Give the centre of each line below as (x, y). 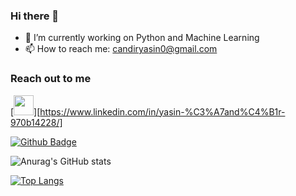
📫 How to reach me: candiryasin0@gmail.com (121, 49)
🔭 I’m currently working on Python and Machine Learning (142, 38)
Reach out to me (51, 79)
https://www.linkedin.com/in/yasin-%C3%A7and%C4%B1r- (162, 111)
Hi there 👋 (35, 16)
